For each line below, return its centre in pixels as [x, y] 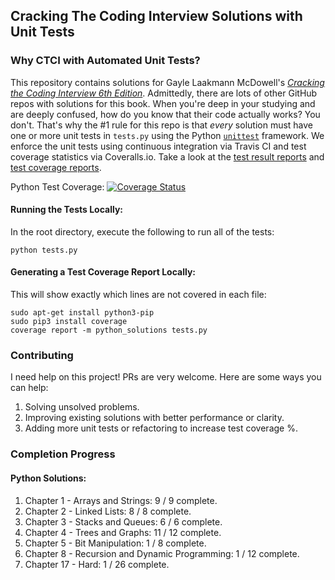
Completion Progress [63, 454]
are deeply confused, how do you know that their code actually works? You [165, 114]
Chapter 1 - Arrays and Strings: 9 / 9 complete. [121, 500]
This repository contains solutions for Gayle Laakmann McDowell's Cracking [167, 82]
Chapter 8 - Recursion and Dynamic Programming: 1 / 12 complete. [162, 553]
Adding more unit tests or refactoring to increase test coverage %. [161, 428]
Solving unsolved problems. [82, 407]
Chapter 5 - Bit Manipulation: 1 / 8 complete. [115, 543]
